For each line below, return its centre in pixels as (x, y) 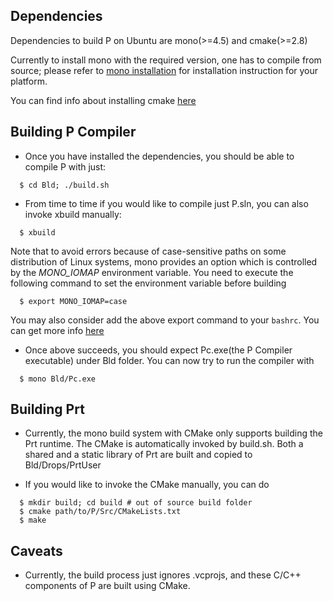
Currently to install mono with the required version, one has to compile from (166, 60)
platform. (29, 81)
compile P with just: (65, 166)
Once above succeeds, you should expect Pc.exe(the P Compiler (158, 350)
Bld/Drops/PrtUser (63, 465)
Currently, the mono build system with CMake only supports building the (173, 433)
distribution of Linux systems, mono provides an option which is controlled (164, 261)
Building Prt (47, 409)
